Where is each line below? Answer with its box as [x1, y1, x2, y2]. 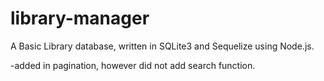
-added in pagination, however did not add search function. [10, 59, 256, 71]
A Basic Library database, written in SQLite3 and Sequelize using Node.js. [10, 40, 315, 52]
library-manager [10, 7, 150, 30]
